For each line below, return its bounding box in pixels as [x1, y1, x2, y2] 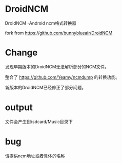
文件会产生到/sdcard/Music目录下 [5, 119, 73, 124]
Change [5, 47, 38, 58]
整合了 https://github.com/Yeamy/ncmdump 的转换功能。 [5, 74, 120, 80]
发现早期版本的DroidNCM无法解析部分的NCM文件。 [5, 63, 109, 69]
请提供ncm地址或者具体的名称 [5, 153, 65, 159]
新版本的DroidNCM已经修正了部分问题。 [5, 84, 86, 90]
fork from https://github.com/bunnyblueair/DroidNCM [5, 30, 113, 36]
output [5, 102, 33, 113]
